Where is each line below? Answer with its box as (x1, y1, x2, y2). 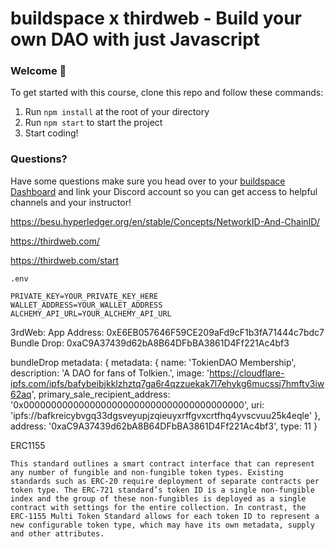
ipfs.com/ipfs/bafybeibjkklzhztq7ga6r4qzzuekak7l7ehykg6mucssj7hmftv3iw (10, 377, 325, 389)
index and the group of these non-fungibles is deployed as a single (10, 493, 307, 504)
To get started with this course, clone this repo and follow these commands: (10, 87, 324, 99)
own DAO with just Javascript (10, 28, 261, 51)
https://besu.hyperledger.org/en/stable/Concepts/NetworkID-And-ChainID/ (10, 215, 320, 227)
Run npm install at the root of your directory (24, 106, 210, 118)
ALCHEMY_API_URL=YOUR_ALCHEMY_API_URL (10, 308, 172, 319)
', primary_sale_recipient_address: (31, 388, 171, 400)
